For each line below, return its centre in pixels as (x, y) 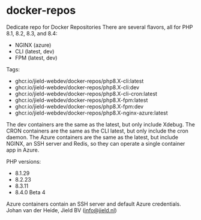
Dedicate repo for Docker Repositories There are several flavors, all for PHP (100, 27)
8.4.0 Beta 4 (30, 192)
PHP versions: (24, 161)
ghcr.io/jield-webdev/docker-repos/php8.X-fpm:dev (79, 106)
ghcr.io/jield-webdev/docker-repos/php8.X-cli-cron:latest (86, 94)
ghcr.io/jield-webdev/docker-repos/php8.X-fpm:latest (81, 100)
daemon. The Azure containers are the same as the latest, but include (92, 137)
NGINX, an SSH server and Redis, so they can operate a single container (96, 143)
